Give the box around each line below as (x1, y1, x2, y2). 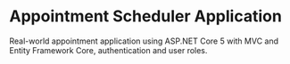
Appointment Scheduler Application (9, 6, 283, 27)
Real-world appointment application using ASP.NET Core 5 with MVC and (9, 36, 279, 46)
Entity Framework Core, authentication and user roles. (9, 44, 208, 55)
